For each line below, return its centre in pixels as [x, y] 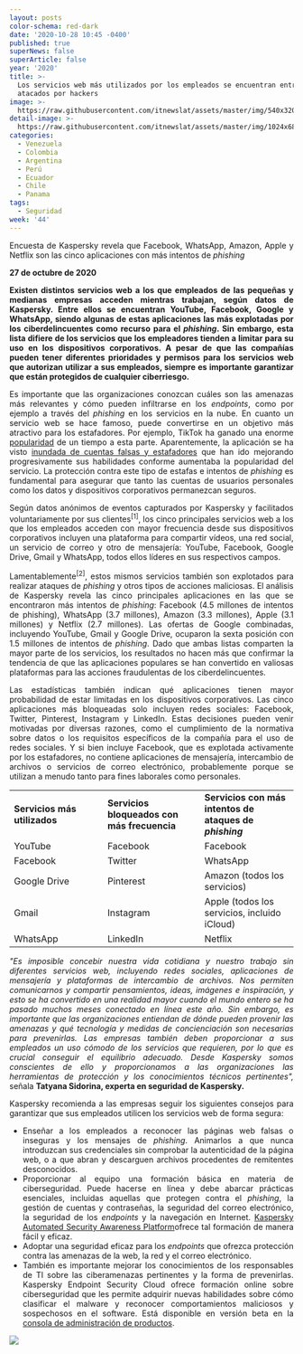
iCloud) [220, 923]
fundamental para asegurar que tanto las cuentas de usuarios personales [151, 480]
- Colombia [38, 152]
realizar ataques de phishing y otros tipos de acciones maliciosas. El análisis [152, 585]
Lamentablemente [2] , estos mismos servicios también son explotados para [151, 575]
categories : [32, 136]
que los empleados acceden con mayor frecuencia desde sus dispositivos [151, 528]
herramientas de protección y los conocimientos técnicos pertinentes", [151, 1076]
